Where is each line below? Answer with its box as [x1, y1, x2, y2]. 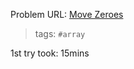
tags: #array [34, 28, 86, 39]
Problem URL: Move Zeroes [10, 9, 124, 20]
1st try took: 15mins [10, 47, 90, 59]
